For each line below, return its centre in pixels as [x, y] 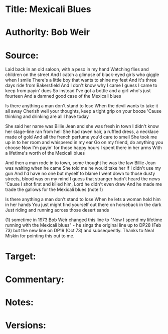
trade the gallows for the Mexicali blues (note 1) [54, 189]
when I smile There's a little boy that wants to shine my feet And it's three [81, 80]
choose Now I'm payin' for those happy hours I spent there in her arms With [83, 148]
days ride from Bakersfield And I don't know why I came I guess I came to [81, 85]
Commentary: [35, 279]
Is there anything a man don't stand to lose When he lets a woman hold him [83, 199]
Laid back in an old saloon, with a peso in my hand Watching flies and [77, 70]
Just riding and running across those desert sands [57, 210]
